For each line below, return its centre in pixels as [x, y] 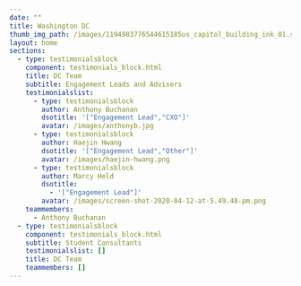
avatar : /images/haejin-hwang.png [106, 159]
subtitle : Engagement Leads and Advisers [103, 84]
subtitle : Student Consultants [84, 243]
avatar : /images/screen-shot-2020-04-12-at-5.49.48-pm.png [154, 201]
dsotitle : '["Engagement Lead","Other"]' [120, 151]
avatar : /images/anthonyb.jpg [98, 126]
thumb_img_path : [39, 34]
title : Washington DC [50, 26]
